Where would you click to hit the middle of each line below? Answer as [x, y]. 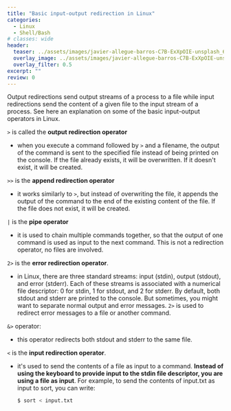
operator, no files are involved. [60, 250]
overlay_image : [35, 58]
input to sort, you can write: [56, 388]
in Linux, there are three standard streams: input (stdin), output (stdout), [119, 276]
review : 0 [21, 77]
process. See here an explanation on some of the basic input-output [104, 111]
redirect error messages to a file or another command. [94, 313]
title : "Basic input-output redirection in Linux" [81, 13]
